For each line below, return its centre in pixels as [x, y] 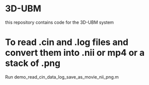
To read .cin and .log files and [67, 42]
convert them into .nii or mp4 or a [75, 53]
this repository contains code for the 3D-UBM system [60, 22]
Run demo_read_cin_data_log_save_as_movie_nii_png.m [62, 77]
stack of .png [33, 64]
